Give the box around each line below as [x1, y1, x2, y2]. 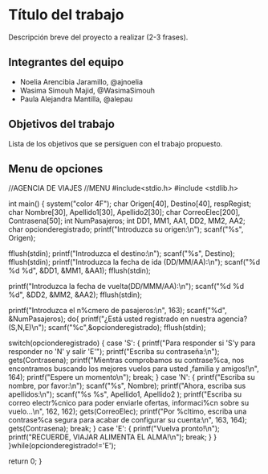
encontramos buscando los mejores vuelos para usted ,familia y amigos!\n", [8, 364, 259, 373]
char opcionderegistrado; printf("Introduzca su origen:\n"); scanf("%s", [8, 225, 244, 234]
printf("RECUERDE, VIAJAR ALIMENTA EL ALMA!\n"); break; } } [8, 432, 217, 442]
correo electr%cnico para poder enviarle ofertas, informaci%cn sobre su [8, 398, 250, 408]
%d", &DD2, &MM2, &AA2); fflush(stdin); [8, 290, 143, 299]
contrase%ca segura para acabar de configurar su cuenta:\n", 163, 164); [8, 415, 247, 425]
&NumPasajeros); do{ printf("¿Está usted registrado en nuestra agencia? [8, 314, 248, 324]
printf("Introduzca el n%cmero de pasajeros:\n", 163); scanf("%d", [8, 306, 227, 315]
